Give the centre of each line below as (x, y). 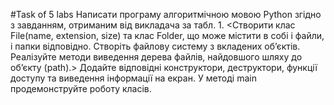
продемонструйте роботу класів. (81, 88)
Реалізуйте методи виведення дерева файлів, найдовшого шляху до (156, 57)
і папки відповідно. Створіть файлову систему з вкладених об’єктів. (155, 46)
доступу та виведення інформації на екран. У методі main (133, 78)
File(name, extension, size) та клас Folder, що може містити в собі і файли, (167, 35)
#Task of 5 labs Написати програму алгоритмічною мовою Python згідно (166, 14)
